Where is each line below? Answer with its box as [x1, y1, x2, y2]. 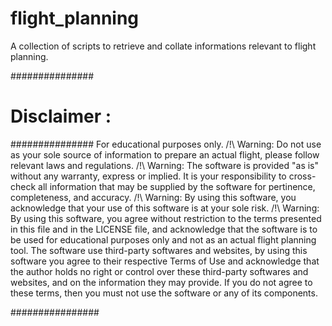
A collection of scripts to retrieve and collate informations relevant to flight [10, 40, 317, 52]
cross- [288, 170, 317, 182]
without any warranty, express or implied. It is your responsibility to [10, 170, 287, 182]
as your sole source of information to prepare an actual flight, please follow [10, 148, 320, 161]
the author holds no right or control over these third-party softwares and [10, 265, 309, 277]
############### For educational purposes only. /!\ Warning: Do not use [10, 138, 322, 150]
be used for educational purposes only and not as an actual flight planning [10, 233, 317, 246]
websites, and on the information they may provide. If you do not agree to [10, 276, 313, 288]
